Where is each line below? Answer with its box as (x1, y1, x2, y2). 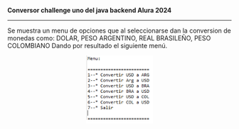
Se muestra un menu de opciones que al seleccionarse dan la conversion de (7, 26, 231, 35)
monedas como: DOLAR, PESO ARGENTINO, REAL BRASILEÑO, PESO (7, 34, 211, 42)
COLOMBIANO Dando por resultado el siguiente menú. (7, 42, 168, 50)
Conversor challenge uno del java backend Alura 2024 (7, 6, 172, 14)
